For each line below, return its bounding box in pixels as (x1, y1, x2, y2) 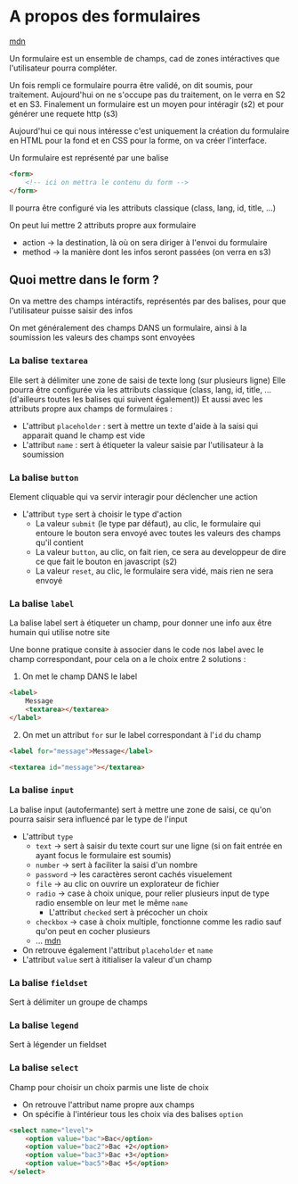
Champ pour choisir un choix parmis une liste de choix (9, 1081, 209, 1092)
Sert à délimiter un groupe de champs (9, 997, 149, 1007)
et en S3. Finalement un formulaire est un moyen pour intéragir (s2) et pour (9, 98, 285, 109)
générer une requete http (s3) (9, 108, 118, 119)
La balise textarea (9, 354, 89, 367)
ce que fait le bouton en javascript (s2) (35, 556, 178, 567)
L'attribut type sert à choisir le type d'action (21, 509, 182, 519)
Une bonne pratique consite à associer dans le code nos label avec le (9, 644, 264, 655)
